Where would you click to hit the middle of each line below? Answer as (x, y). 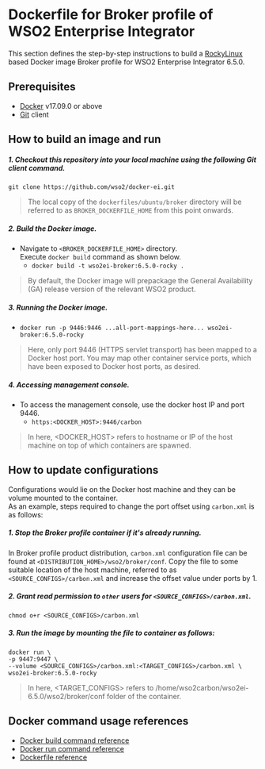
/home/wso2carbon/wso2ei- (202, 687)
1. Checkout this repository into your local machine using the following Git (132, 160)
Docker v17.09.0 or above (61, 106)
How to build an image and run (85, 139)
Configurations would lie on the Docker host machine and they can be (122, 489)
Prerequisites (42, 87)
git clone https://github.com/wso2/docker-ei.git (92, 187)
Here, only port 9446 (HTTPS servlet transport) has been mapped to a (142, 350)
